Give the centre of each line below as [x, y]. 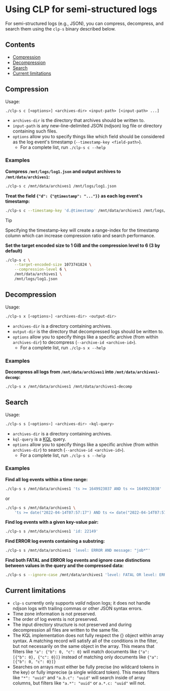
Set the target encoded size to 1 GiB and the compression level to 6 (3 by [83, 245]
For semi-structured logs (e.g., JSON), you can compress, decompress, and [84, 23]
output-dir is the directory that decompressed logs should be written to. [88, 331]
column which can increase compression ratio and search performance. [80, 235]
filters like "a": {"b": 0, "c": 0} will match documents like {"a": [81, 651]
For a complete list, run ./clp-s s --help [63, 455]
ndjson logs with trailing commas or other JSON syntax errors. [77, 608]
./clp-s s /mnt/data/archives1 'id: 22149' [52, 531]
